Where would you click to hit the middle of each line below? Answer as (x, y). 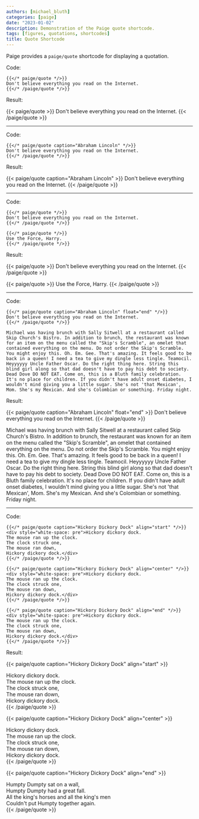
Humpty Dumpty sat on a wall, (43, 784)
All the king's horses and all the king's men (58, 797)
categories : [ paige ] (32, 17)
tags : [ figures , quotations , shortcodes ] (58, 34)
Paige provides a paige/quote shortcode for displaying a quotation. (88, 56)
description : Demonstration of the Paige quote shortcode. (81, 28)
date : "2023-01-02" (30, 23)
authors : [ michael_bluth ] (38, 12)
